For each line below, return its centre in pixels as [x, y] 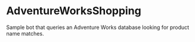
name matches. [25, 33]
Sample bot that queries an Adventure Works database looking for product [98, 27]
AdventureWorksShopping [74, 11]
